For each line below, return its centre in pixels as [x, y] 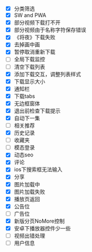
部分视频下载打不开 [37, 23]
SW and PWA [30, 15]
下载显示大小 [29, 81]
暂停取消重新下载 [35, 52]
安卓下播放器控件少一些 [42, 228]
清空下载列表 [29, 67]
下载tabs [25, 96]
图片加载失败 [29, 192]
